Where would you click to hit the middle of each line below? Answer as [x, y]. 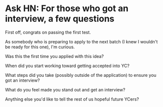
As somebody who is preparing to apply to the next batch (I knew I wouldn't [81, 41]
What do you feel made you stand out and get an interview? [65, 89]
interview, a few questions [60, 19]
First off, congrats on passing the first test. [48, 32]
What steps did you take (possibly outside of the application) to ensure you [81, 75]
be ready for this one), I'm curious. [40, 47]
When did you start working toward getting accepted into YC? [67, 66]
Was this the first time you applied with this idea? [55, 56]
